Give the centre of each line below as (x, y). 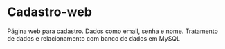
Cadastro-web (49, 12)
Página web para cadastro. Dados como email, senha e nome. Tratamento (112, 31)
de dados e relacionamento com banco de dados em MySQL (94, 38)
